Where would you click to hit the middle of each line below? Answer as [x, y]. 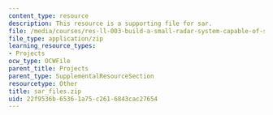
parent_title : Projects [49, 69]
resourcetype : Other [43, 83]
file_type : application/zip [56, 38]
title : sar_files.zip [45, 91]
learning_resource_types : [52, 46]
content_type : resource [49, 16]
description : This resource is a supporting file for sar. [110, 23]
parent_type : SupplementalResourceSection [81, 76]
